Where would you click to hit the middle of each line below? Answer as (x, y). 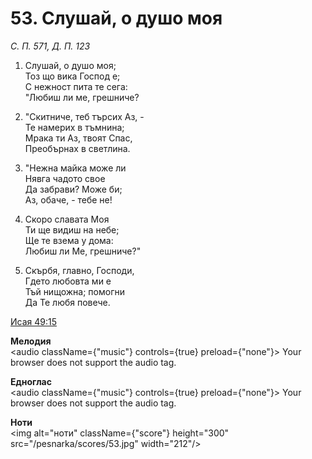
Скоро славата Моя (67, 219)
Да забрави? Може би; (73, 189)
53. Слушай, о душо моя (116, 18)
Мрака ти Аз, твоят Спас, (78, 138)
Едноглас (31, 381)
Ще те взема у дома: (69, 240)
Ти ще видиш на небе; (72, 229)
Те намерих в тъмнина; (74, 127)
